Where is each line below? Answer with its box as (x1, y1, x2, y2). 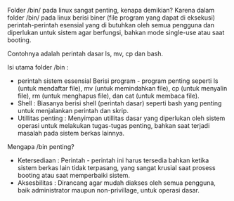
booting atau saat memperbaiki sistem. (17, 171, 131, 179)
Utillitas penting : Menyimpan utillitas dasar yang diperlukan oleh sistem (17, 114, 226, 122)
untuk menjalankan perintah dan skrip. (17, 107, 129, 115)
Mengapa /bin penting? (7, 143, 75, 150)
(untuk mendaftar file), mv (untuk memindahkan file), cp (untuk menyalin (17, 84, 228, 92)
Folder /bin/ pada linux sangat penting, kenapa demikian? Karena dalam (7, 6, 215, 14)
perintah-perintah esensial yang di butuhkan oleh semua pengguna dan (7, 21, 214, 29)
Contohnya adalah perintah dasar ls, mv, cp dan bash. (7, 49, 164, 58)
